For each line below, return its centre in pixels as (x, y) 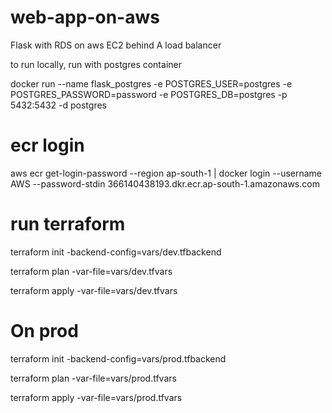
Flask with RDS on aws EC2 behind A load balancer (116, 45)
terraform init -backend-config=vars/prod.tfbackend (118, 358)
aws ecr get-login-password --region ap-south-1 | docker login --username (166, 173)
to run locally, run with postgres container (96, 64)
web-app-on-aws (85, 17)
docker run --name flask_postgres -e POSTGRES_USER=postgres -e (151, 83)
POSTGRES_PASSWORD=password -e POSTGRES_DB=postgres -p (149, 94)
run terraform (68, 224)
